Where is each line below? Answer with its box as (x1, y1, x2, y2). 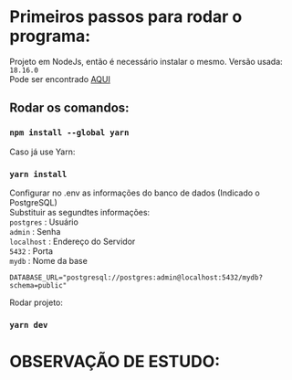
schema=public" (9, 280, 68, 290)
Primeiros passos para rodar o (9, 6, 243, 27)
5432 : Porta (9, 245, 53, 257)
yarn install (9, 169, 68, 179)
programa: (9, 26, 91, 47)
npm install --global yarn (9, 128, 130, 138)
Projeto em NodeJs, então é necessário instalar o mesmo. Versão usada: (9, 56, 283, 67)
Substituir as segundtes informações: (9, 206, 151, 217)
